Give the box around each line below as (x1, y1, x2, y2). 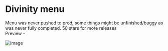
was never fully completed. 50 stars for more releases (5, 25, 117, 31)
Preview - (5, 30, 25, 36)
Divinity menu (5, 3, 65, 15)
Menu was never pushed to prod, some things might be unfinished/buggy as (5, 20, 163, 26)
